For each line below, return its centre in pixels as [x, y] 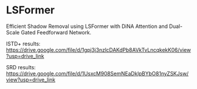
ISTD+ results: [23, 44]
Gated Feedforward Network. [56, 32]
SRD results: [21, 67]
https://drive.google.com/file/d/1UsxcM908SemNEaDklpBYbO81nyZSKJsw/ [97, 73]
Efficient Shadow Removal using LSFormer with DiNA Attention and [87, 26]
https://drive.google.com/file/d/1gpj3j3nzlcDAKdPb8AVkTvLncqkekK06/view [98, 49]
